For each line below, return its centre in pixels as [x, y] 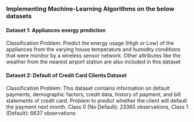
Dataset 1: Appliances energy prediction [56, 30]
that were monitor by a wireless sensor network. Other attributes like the [93, 56]
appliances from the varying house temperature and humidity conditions [93, 49]
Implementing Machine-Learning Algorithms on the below [90, 9]
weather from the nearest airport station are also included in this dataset [93, 62]
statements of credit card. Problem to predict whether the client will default [97, 101]
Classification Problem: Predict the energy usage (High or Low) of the [90, 43]
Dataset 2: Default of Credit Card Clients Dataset [67, 75]
